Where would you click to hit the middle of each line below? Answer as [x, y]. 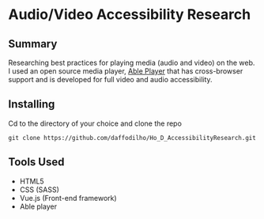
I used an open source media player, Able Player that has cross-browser [126, 71]
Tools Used [36, 162]
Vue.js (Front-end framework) [68, 198]
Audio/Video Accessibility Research [130, 15]
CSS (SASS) [39, 189]
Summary [33, 44]
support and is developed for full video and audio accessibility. [110, 79]
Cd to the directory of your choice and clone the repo [95, 123]
